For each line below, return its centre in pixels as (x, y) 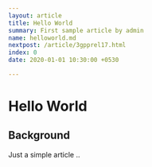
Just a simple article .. (44, 154)
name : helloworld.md (43, 38)
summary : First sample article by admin (76, 30)
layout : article (35, 16)
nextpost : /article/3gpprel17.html (67, 45)
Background (39, 136)
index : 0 (23, 52)
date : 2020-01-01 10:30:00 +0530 (64, 60)
